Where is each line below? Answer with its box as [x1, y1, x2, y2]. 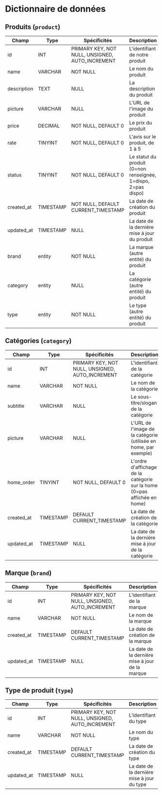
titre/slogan [130, 399, 157, 406]
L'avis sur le [129, 134, 156, 140]
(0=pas [130, 488, 148, 495]
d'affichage [130, 464, 157, 471]
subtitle [7, 402, 25, 409]
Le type [129, 302, 147, 309]
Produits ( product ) [5, 23, 61, 31]
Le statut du [129, 153, 157, 160]
